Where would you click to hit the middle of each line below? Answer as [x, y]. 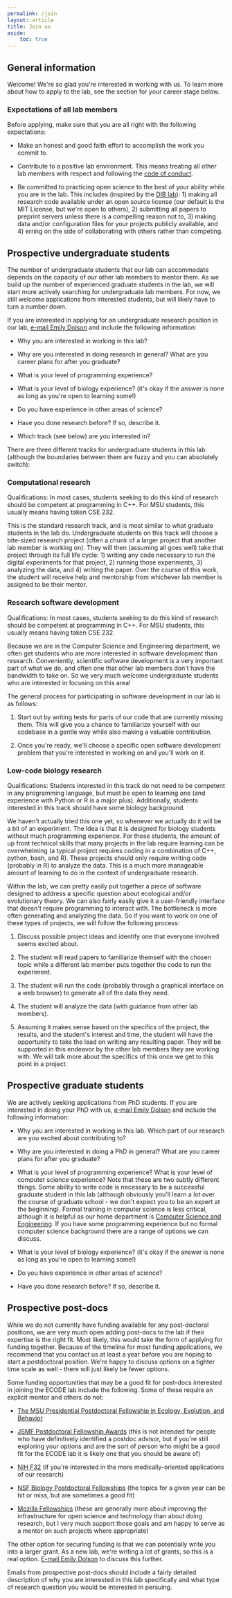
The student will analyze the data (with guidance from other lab [108, 1006]
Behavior [30, 1418]
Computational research [49, 482]
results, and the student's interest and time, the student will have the [115, 1034]
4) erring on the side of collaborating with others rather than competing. [120, 231]
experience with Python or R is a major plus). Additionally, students [103, 800]
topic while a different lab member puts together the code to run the [114, 964]
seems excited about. [48, 943]
